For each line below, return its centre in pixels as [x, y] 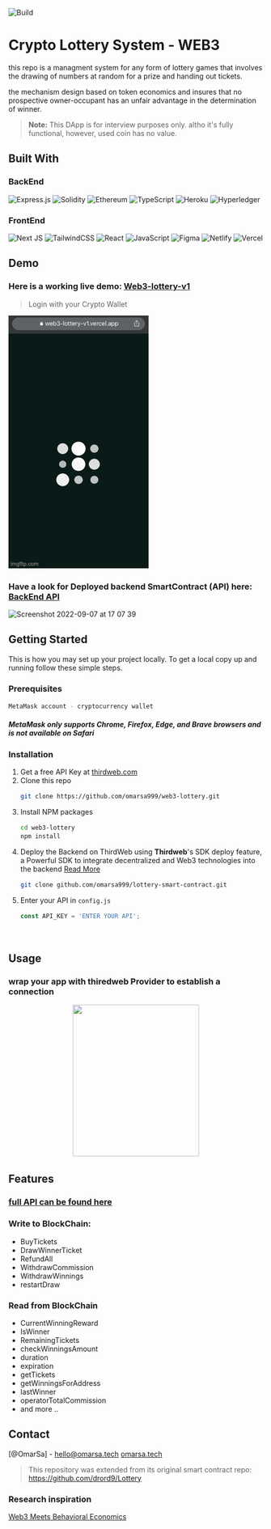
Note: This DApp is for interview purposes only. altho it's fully [131, 125]
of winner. [25, 108]
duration [34, 1357]
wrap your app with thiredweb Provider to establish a [114, 981]
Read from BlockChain [53, 1305]
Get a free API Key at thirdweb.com [78, 772]
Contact [29, 1435]
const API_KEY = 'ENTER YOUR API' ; [80, 916]
